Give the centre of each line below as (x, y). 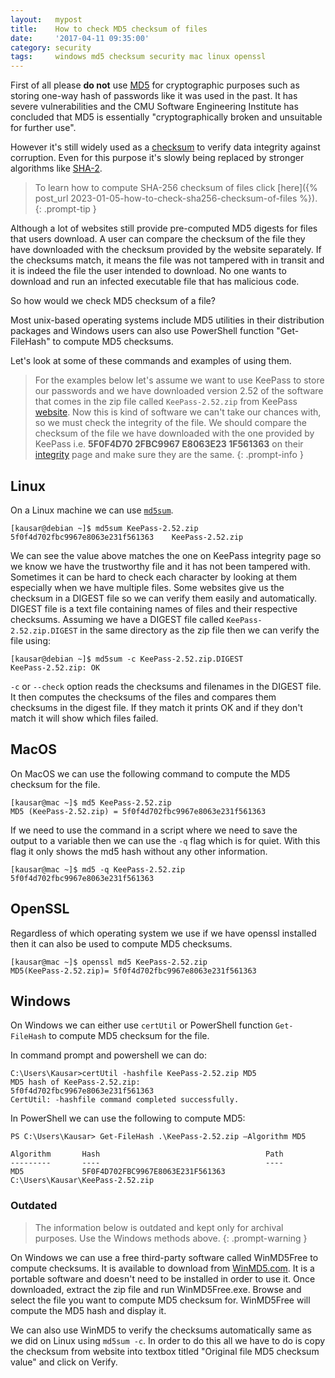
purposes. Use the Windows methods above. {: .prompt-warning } (171, 1238)
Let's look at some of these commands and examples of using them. (151, 361)
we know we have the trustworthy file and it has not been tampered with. (160, 566)
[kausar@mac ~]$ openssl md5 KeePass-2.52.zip (109, 962)
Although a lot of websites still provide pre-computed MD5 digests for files (164, 228)
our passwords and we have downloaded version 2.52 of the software (179, 391)
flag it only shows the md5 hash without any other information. (139, 851)
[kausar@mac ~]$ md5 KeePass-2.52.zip (91, 802)
